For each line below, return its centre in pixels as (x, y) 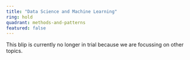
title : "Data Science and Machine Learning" (62, 11)
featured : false (26, 28)
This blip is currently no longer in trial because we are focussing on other (95, 45)
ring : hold (19, 17)
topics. (14, 51)
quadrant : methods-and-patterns (46, 22)
